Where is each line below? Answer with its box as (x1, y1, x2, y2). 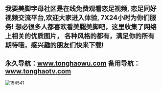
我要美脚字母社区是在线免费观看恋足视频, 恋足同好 (5, 4, 157, 13)
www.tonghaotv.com (5, 67, 71, 75)
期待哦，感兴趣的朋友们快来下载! (5, 41, 104, 50)
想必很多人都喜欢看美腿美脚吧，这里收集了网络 (15, 23, 157, 31)
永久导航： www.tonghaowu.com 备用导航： (5, 59, 140, 67)
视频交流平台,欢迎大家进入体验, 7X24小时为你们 (5, 14, 150, 22)
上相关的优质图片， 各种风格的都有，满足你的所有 (5, 32, 155, 40)
